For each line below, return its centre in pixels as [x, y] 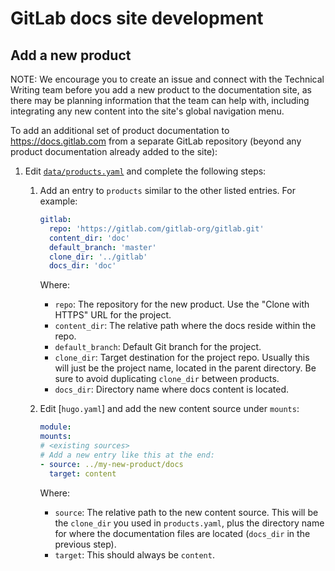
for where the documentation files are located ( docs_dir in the [182, 533]
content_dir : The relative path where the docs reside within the [185, 326]
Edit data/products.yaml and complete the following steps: [145, 171]
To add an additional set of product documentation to [120, 130]
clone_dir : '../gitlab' [98, 257]
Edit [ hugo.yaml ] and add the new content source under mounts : [169, 409]
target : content [82, 473]
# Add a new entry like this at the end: [127, 455]
